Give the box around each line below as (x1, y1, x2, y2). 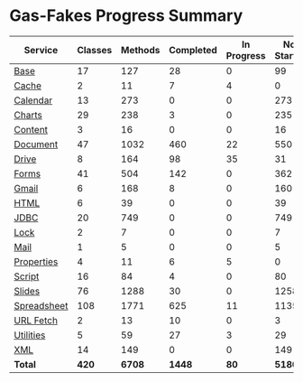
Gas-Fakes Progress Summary (9, 5, 243, 26)
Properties (14, 255, 59, 267)
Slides (14, 284, 41, 297)
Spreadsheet (14, 299, 69, 312)
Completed (168, 43, 218, 56)
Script (14, 270, 40, 283)
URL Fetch (14, 313, 59, 326)
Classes (76, 43, 113, 56)
